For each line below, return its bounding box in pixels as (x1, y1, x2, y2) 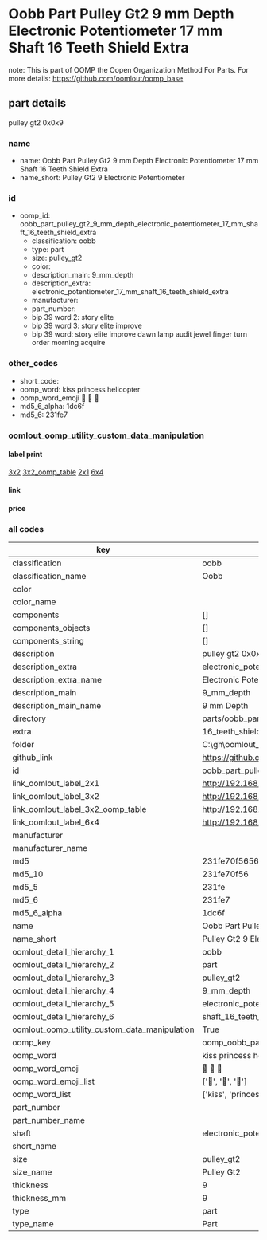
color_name (12, 596, 56, 608)
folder (12, 739, 35, 750)
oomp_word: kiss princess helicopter (19, 384, 141, 394)
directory (12, 713, 46, 724)
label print (8, 450, 43, 459)
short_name (12, 1141, 57, 1152)
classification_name (12, 571, 87, 582)
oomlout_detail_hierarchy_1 (12, 947, 114, 958)
